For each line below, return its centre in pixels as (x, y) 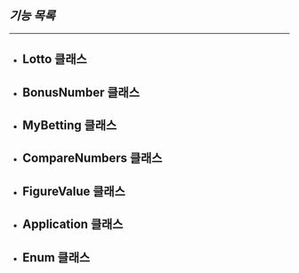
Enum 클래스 (56, 257)
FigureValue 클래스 (74, 191)
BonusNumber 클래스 (81, 92)
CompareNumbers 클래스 (92, 158)
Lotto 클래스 (54, 59)
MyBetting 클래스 (69, 125)
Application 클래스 (73, 225)
